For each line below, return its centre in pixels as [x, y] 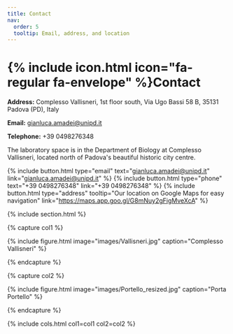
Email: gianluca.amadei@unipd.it [55, 123]
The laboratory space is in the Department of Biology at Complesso [104, 150]
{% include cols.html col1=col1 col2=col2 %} [72, 324]
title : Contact [29, 14]
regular [29, 83]
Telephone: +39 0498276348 [51, 136]
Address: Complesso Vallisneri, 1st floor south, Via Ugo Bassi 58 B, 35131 [113, 102]
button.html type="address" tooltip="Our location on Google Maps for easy [116, 194]
